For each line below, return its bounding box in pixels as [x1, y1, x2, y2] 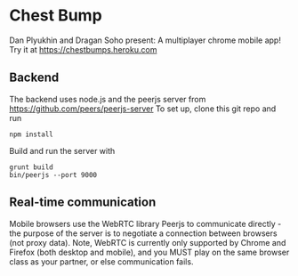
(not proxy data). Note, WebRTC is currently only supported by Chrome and [9, 237, 286, 248]
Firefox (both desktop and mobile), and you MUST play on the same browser [9, 247, 290, 257]
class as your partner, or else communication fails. [9, 256, 194, 267]
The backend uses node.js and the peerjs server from [9, 93, 206, 104]
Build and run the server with [9, 145, 116, 156]
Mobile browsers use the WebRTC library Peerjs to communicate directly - [9, 218, 282, 229]
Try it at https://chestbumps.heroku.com [9, 44, 157, 54]
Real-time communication [9, 195, 157, 210]
